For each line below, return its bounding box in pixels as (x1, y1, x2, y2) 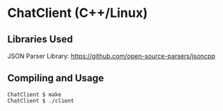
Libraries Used (7, 33, 73, 45)
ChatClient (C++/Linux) (7, 5, 148, 21)
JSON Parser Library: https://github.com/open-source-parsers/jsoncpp (7, 52, 216, 60)
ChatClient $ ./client (7, 97, 74, 104)
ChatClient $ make (7, 90, 62, 98)
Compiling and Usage (7, 72, 104, 84)
